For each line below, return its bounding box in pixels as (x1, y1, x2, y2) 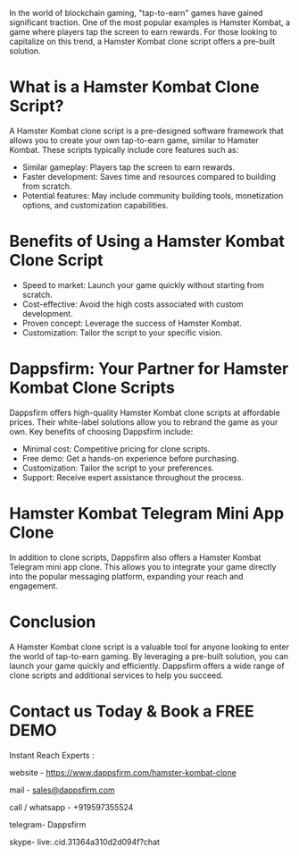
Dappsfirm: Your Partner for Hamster (9, 359, 289, 379)
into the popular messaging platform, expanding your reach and (9, 571, 244, 581)
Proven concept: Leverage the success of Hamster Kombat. (21, 318, 243, 328)
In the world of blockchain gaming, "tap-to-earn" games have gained (9, 8, 263, 18)
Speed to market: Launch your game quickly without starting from (21, 279, 265, 290)
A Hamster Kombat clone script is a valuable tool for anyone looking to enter (9, 641, 290, 652)
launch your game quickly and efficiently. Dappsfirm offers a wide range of (9, 660, 285, 671)
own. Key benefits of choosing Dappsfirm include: (9, 426, 194, 436)
